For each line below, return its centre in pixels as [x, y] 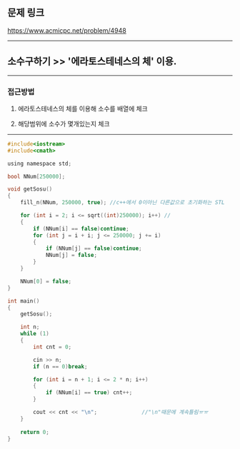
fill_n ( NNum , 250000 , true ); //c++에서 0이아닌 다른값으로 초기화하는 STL [122, 203]
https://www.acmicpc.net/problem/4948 [67, 30]
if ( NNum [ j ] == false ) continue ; [94, 248]
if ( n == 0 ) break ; [60, 366]
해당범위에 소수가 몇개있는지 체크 [64, 123]
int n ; [30, 327]
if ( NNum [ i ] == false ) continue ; [81, 228]
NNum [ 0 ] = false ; [46, 281]
